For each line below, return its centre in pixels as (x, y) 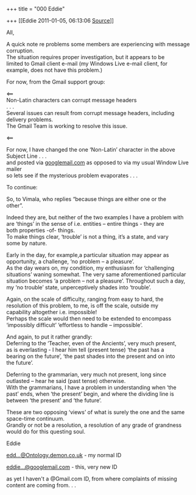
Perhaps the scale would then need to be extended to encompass (89, 318)
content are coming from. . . (41, 485)
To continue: (22, 187)
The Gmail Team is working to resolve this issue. (67, 126)
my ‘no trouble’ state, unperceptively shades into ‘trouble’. (79, 287)
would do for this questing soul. (46, 431)
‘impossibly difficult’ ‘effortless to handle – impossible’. (75, 325)
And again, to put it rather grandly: (49, 337)
